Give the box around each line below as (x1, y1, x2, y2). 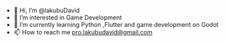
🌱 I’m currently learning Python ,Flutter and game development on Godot (13, 21, 219, 28)
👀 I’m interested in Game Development (13, 13, 122, 21)
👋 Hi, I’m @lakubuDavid (13, 7, 80, 14)
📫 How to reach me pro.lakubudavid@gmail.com (13, 28, 153, 36)
